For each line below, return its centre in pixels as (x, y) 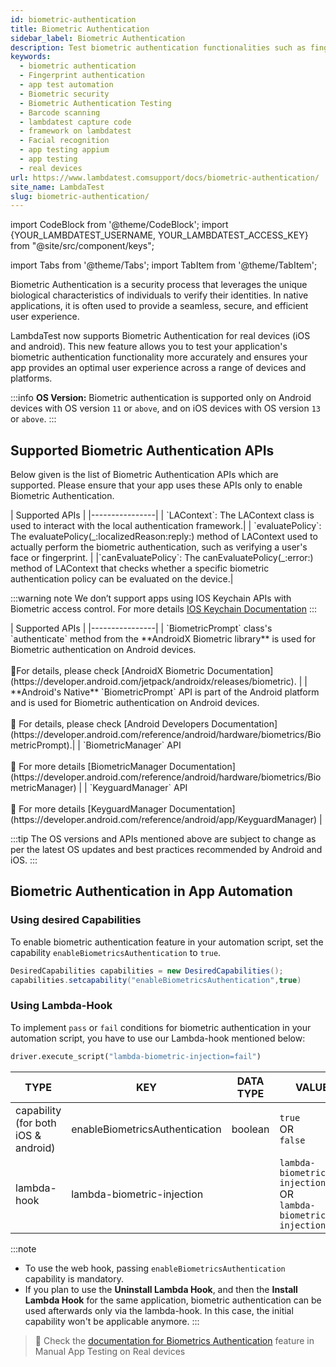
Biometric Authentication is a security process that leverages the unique (159, 285)
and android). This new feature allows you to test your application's (149, 347)
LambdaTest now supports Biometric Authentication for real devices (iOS (160, 336)
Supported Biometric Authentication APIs (142, 450)
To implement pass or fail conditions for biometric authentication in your (161, 1027)
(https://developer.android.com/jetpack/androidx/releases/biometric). (153, 682)
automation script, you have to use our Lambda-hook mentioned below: (158, 1038)
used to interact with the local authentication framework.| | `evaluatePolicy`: (166, 526)
